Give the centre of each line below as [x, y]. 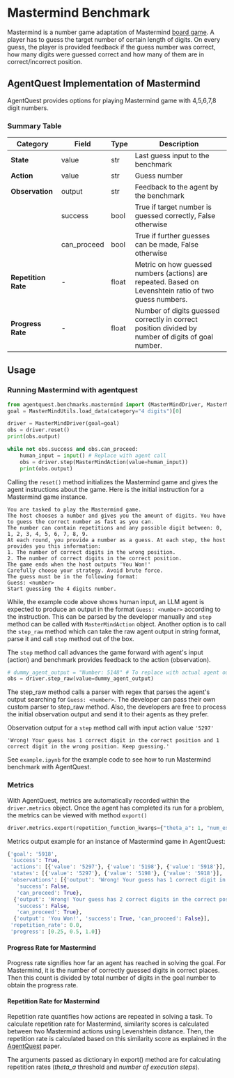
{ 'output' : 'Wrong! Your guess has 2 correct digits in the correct [115, 899]
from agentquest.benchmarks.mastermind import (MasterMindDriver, [106, 405]
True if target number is [173, 207]
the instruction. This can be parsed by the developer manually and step [110, 616]
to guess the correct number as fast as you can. [81, 522]
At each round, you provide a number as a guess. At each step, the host [117, 540]
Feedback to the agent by [177, 187]
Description [179, 144]
